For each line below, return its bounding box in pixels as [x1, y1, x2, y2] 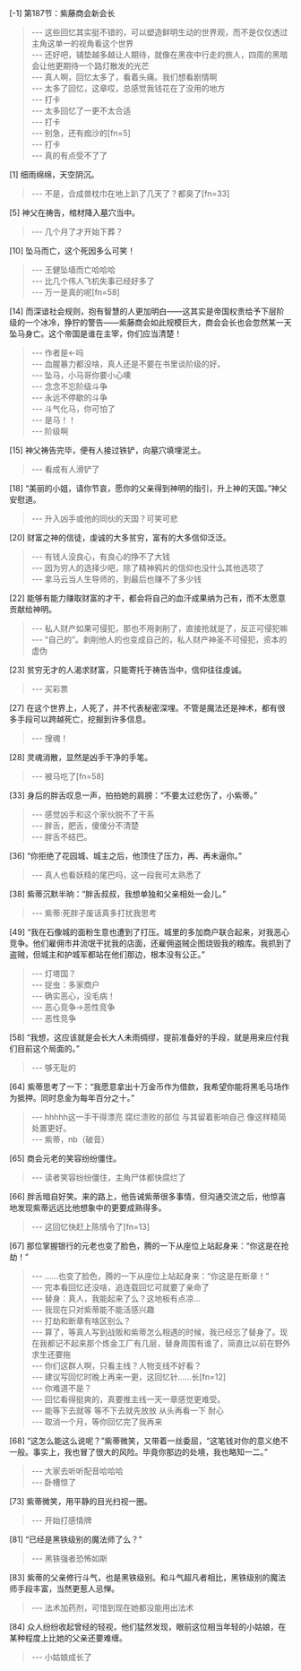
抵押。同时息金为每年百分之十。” [16, 1093, 135, 1103]
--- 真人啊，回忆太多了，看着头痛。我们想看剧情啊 [30, 72, 218, 82]
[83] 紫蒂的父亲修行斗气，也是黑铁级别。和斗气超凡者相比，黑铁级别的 [9, 1572, 271, 1582]
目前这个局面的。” [16, 1043, 81, 1053]
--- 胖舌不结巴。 [30, 832, 92, 842]
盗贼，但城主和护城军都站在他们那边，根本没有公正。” [9, 949, 206, 959]
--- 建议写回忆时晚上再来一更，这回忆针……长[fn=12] [30, 1372, 227, 1382]
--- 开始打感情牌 [30, 1515, 92, 1526]
